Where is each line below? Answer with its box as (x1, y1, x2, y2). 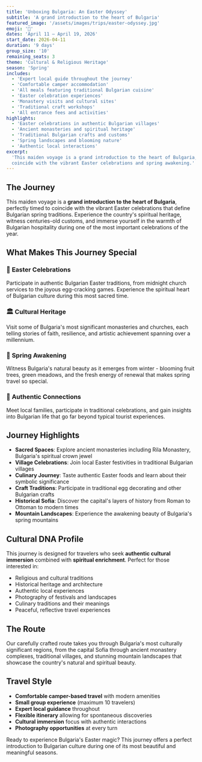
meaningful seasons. (6, 749, 58, 756)
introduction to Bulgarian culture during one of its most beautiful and (6, 742, 176, 749)
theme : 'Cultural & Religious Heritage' (6, 59, 109, 65)
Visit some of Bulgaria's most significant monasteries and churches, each (6, 323, 188, 331)
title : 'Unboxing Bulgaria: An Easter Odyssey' (6, 8, 128, 15)
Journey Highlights (6, 430, 80, 441)
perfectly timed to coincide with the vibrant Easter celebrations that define (6, 205, 191, 212)
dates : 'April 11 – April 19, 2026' (6, 31, 98, 37)
